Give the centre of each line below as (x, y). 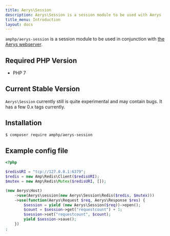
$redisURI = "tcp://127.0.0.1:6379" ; (46, 172)
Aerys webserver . (24, 45)
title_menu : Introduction (33, 19)
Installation (24, 123)
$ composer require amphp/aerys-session (49, 135)
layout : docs (19, 24)
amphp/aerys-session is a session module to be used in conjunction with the (85, 39)
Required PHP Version (41, 60)
